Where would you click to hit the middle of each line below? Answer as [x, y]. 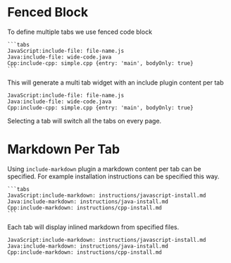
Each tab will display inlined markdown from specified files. [93, 227]
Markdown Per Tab [64, 149]
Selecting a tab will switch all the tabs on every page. [85, 121]
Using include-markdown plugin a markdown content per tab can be [105, 169]
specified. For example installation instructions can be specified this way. [113, 176]
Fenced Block [48, 12]
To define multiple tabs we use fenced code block [80, 32]
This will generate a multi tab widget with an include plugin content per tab [115, 82]
